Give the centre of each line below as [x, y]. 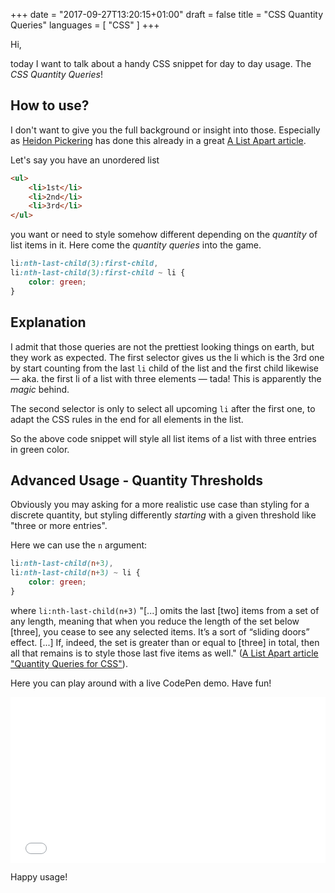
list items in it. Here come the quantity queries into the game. [136, 245]
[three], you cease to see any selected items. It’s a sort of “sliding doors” [160, 631]
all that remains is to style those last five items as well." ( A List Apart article [164, 653]
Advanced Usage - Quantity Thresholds [137, 480]
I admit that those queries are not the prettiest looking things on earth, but [162, 346]
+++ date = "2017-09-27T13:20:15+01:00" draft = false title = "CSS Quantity [167, 14]
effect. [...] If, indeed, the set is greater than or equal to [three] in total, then [165, 642]
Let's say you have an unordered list [85, 160]
